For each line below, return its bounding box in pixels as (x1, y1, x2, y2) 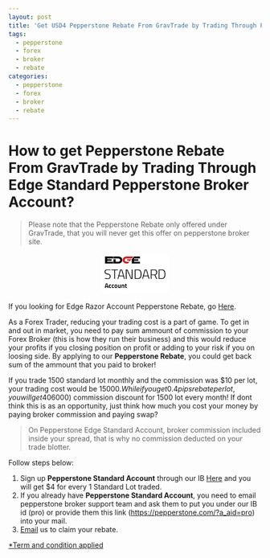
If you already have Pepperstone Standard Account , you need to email (19, 490, 256, 500)
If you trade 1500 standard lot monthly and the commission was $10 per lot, (8, 375, 258, 385)
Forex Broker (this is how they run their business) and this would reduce (8, 334, 247, 344)
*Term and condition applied (8, 540, 104, 550)
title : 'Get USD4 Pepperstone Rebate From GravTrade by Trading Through (8, 21, 257, 30)
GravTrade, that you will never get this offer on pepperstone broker (27, 228, 251, 238)
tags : (8, 30, 27, 38)
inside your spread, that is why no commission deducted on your (27, 434, 243, 444)
